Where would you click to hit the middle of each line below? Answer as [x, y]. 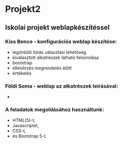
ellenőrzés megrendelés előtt [42, 68]
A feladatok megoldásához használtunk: [55, 110]
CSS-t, [19, 131]
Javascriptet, [26, 126]
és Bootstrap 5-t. [29, 136]
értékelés [22, 73]
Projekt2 [23, 9]
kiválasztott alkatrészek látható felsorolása [55, 57]
